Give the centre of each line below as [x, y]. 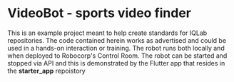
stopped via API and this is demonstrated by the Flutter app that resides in [116, 63]
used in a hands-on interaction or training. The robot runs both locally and [116, 48]
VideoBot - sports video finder [99, 13]
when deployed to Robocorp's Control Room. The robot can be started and [117, 56]
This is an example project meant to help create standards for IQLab [107, 33]
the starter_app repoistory [46, 71]
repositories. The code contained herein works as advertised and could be [117, 40]
